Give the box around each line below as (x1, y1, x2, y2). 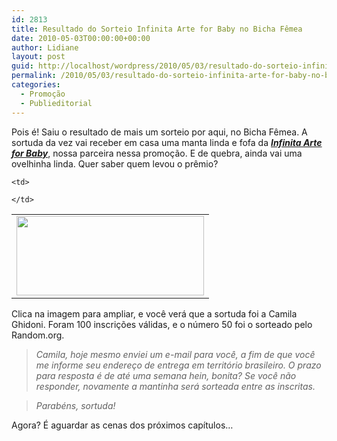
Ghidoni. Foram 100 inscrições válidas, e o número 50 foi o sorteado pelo (11, 318, 313, 330)
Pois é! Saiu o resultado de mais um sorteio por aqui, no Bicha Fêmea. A (11, 126, 308, 138)
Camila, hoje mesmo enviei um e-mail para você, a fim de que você (35, 348, 316, 360)
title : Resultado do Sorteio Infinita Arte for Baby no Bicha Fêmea (11, 24, 303, 34)
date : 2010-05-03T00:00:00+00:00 (11, 33, 151, 43)
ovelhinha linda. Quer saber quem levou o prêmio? (11, 157, 219, 170)
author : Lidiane (11, 42, 79, 53)
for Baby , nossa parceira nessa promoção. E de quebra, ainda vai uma (11, 147, 303, 159)
